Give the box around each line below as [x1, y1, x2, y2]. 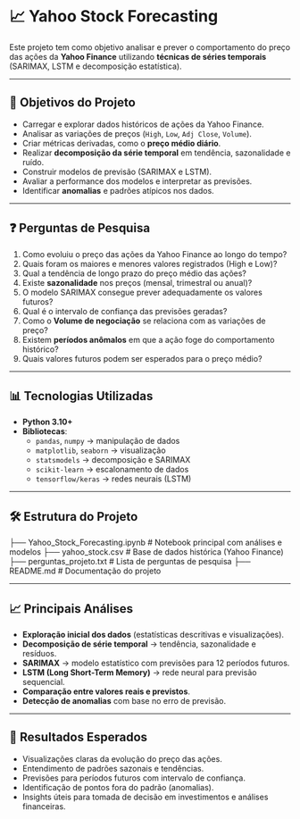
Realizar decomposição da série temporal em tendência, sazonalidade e [21, 147, 291, 158]
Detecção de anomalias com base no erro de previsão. [21, 696, 226, 706]
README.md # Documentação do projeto [9, 565, 162, 576]
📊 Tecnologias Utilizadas [9, 389, 154, 404]
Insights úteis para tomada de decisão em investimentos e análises [21, 791, 269, 802]
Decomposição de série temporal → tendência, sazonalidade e [21, 639, 256, 649]
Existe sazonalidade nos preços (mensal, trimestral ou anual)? [21, 277, 253, 288]
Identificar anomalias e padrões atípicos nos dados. [21, 185, 214, 196]
